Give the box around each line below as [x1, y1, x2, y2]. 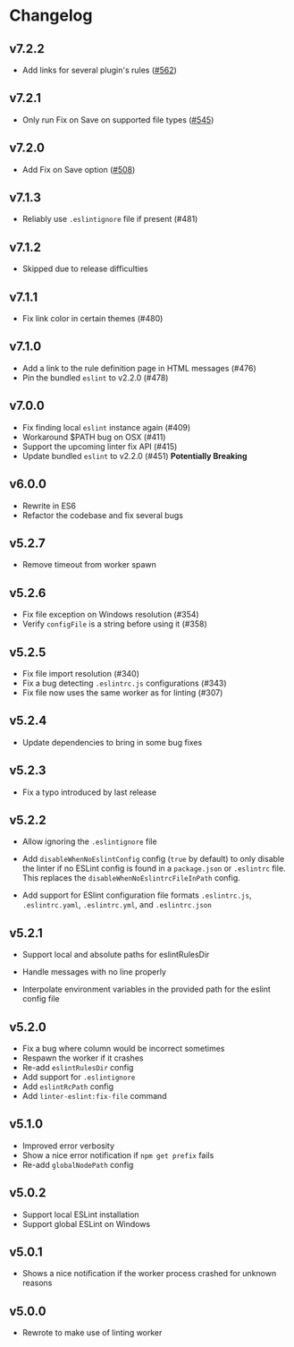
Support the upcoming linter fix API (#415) [21, 440, 178, 452]
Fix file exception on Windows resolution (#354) [21, 610, 199, 620]
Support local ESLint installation [21, 1209, 140, 1220]
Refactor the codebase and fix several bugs [21, 509, 183, 520]
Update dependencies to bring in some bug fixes [21, 737, 203, 747]
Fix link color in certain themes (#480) [21, 313, 164, 324]
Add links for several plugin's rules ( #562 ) [21, 64, 177, 75]
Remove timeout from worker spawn [21, 559, 156, 570]
